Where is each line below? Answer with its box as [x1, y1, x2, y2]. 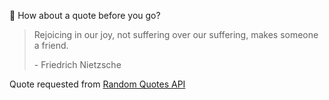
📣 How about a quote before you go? [9, 10, 161, 21]
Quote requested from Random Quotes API [9, 78, 186, 90]
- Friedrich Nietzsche [33, 59, 122, 70]
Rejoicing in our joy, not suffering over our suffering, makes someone [33, 29, 319, 40]
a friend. [33, 40, 69, 51]
